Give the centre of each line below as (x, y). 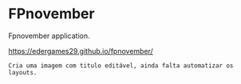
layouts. (23, 72)
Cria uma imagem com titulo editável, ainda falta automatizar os (121, 65)
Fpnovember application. (49, 36)
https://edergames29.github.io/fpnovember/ (81, 51)
